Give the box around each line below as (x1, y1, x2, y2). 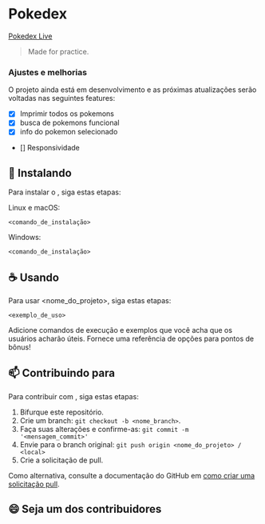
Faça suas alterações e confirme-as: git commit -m (19, 424, 189, 434)
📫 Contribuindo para (8, 366, 116, 380)
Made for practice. (27, 46, 89, 56)
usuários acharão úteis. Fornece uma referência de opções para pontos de (8, 334, 254, 344)
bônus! (8, 342, 31, 352)
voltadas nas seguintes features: (8, 94, 116, 103)
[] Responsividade (19, 143, 80, 153)
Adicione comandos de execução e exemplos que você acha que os (8, 326, 233, 335)
